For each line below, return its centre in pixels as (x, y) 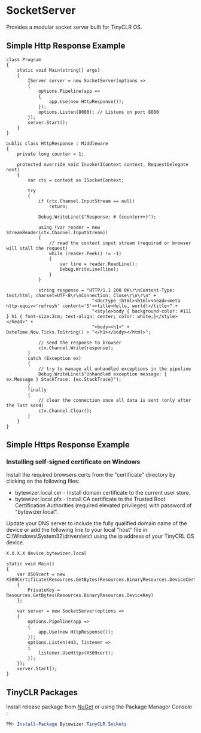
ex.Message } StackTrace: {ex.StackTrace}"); (64, 379)
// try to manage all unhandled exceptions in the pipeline (115, 369)
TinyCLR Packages (42, 692)
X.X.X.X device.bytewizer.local (46, 554)
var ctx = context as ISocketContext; (76, 180)
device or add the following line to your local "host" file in (77, 530)
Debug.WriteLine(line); (89, 269)
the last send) (25, 405)
